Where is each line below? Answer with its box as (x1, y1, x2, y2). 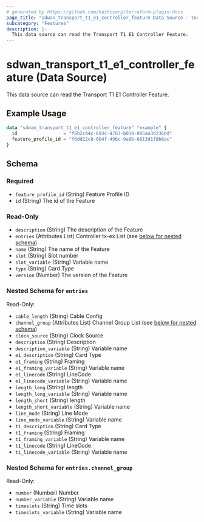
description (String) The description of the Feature (15, 226, 143, 233)
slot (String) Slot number (15, 252, 79, 259)
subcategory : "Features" (6, 20, 69, 26)
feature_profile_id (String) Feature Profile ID (15, 191, 130, 198)
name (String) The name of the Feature (15, 245, 110, 253)
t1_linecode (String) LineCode (15, 442, 91, 449)
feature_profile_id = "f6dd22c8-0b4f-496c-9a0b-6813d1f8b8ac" (12, 136, 172, 142)
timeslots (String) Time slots (15, 502, 88, 509)
